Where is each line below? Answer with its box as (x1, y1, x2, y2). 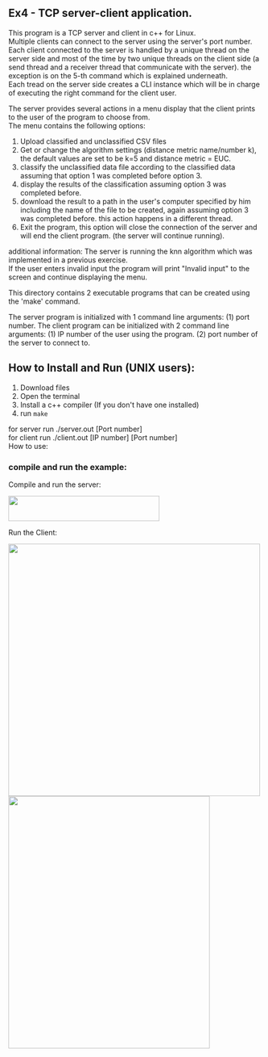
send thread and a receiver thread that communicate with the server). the (8, 62, 252, 72)
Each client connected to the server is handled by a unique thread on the (8, 44, 249, 55)
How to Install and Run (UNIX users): (8, 361, 196, 375)
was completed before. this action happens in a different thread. (19, 213, 233, 223)
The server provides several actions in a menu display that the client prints (8, 103, 256, 113)
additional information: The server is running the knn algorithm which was (8, 246, 253, 256)
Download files (19, 383, 70, 392)
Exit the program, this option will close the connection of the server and (19, 222, 258, 232)
